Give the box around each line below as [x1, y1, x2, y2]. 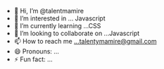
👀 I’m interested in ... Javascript [13, 14, 106, 23]
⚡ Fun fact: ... [13, 55, 53, 63]
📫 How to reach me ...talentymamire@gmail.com [13, 37, 157, 45]
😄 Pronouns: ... [13, 47, 60, 56]
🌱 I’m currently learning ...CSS [13, 22, 101, 30]
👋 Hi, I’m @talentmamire [13, 7, 84, 15]
